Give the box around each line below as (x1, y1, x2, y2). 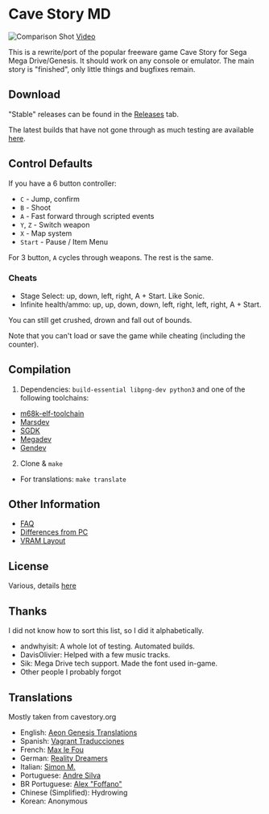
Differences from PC (19, 527, 89, 537)
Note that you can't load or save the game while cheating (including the (8, 330, 246, 340)
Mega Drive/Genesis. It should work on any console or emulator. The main (8, 56, 255, 65)
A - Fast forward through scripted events (19, 211, 155, 220)
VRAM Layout (19, 536, 66, 546)
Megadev (19, 434, 52, 444)
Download (8, 88, 60, 102)
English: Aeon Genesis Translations (19, 728, 138, 737)
